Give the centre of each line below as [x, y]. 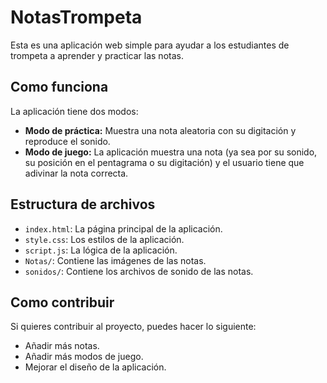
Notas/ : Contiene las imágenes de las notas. [115, 260]
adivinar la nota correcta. [76, 173]
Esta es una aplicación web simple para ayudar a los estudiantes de [150, 45]
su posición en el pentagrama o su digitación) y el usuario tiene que [164, 162]
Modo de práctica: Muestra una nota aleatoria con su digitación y [160, 130]
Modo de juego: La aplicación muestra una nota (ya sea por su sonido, [171, 152]
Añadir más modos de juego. [84, 357]
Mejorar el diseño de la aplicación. [95, 367]
